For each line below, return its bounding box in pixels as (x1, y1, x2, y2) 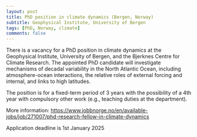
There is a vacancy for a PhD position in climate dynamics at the (6, 46, 162, 54)
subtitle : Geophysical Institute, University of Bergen (6, 19, 146, 25)
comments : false (6, 31, 46, 36)
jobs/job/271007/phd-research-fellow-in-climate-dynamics (6, 113, 149, 121)
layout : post (6, 8, 38, 15)
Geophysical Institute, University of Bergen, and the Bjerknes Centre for (6, 53, 180, 60)
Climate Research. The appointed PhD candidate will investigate (6, 59, 161, 66)
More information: (6, 107, 50, 114)
